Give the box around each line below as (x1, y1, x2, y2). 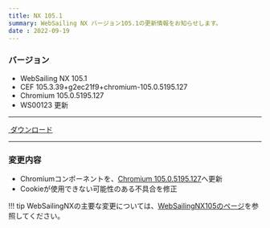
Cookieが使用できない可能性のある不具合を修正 (19, 184, 178, 193)
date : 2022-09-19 (8, 26, 70, 35)
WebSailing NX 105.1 (19, 73, 88, 83)
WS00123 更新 (19, 100, 69, 109)
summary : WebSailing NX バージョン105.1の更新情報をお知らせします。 (8, 19, 223, 27)
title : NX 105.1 (8, 11, 63, 20)
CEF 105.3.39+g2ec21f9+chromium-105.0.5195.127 (19, 82, 188, 92)
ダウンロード (10, 124, 53, 134)
